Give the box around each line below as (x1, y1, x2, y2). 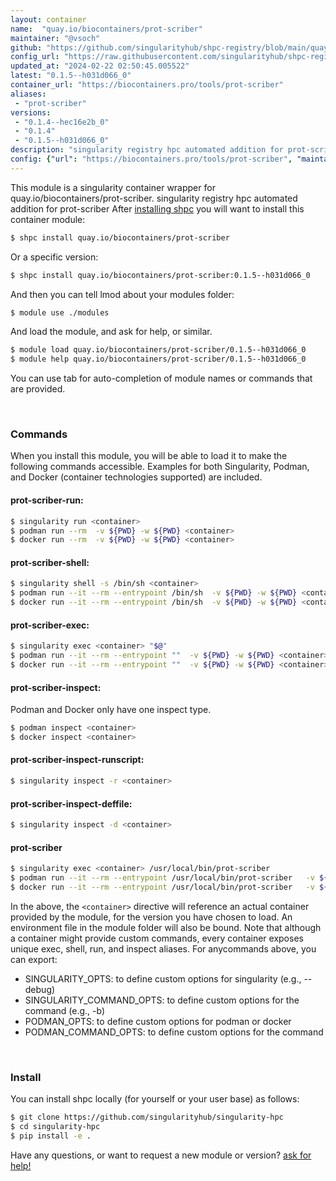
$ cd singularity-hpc (10, 1122, 101, 1132)
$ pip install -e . (10, 1131, 92, 1141)
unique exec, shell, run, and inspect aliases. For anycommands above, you (10, 942, 317, 955)
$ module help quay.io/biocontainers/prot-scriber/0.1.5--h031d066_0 (10, 354, 307, 365)
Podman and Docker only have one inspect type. (10, 704, 212, 716)
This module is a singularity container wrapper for (10, 181, 216, 193)
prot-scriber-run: (10, 494, 84, 506)
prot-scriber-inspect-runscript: (10, 754, 145, 766)
